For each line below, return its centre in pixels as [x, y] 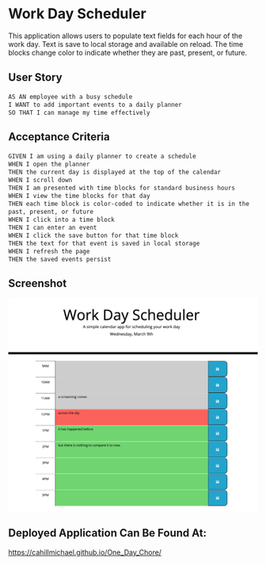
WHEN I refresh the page [49, 251]
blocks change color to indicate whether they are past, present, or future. [128, 52]
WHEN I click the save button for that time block [93, 235]
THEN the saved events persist [60, 259]
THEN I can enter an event [53, 227]
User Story [35, 77]
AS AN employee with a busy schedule [70, 97]
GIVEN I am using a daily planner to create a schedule [102, 156]
